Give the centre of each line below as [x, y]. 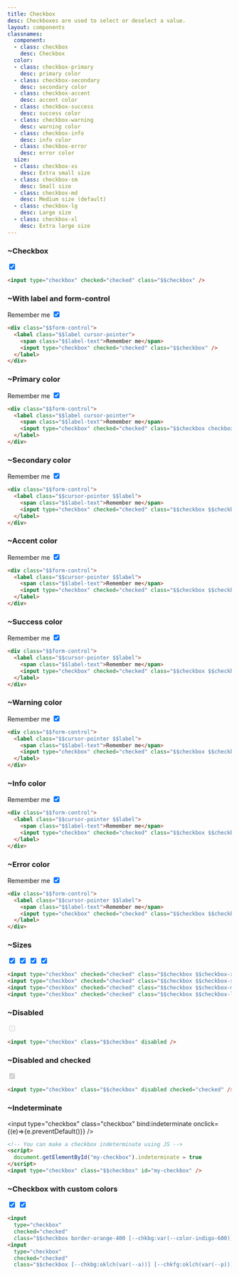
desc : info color [46, 140]
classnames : [25, 34]
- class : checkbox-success [54, 107]
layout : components [36, 27]
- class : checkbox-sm [46, 179]
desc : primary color [51, 73]
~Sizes [20, 945]
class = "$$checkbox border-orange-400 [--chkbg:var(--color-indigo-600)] [124, 1238]
